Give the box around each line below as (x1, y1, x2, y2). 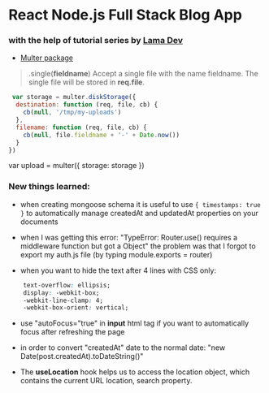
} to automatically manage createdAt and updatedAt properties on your (20, 208, 258, 218)
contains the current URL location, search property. (20, 376, 193, 386)
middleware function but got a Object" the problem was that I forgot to (20, 241, 256, 251)
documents (20, 217, 59, 227)
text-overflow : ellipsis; (23, 281, 111, 289)
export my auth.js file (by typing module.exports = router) (20, 249, 213, 259)
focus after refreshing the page (20, 327, 125, 337)
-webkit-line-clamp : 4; (23, 296, 104, 304)
